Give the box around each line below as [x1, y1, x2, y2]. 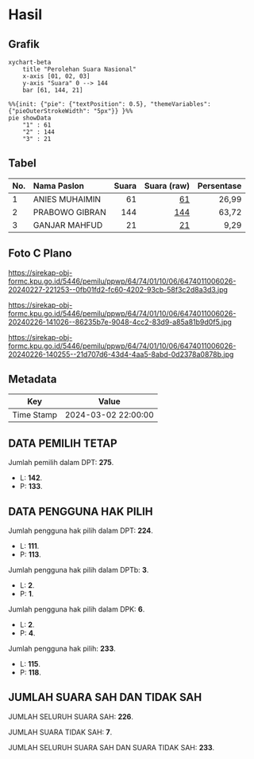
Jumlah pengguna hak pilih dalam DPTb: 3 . [8, 565, 149, 575]
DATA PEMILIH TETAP [8, 436, 117, 450]
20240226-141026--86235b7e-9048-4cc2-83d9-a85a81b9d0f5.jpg [8, 317, 233, 327]
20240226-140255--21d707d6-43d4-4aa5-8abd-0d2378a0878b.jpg [8, 349, 234, 359]
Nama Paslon [33, 180, 85, 191]
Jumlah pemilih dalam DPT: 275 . [8, 458, 114, 468]
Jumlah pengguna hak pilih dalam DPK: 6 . [8, 604, 145, 614]
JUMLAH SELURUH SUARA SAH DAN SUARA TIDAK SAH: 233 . [8, 742, 215, 752]
